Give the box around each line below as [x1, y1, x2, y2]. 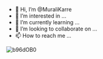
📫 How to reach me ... [15, 32, 71, 39]
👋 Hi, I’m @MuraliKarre [15, 6, 72, 13]
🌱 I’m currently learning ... [15, 19, 80, 26]
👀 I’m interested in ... [15, 12, 67, 19]
